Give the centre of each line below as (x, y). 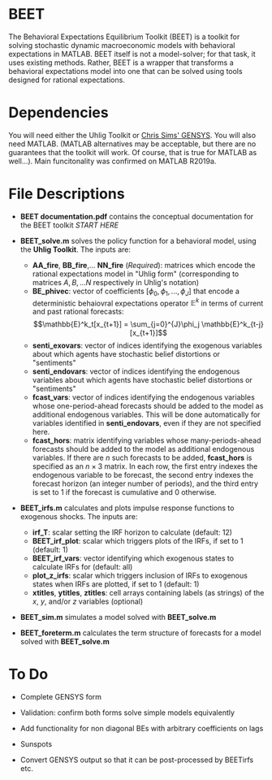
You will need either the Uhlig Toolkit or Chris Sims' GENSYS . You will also (132, 135)
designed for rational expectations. (67, 80)
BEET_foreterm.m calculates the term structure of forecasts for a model (140, 633)
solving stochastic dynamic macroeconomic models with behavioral (122, 45)
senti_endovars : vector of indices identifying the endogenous (136, 371)
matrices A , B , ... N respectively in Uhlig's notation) (116, 282)
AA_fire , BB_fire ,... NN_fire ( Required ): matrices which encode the (144, 265)
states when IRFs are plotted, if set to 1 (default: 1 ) (116, 584)
